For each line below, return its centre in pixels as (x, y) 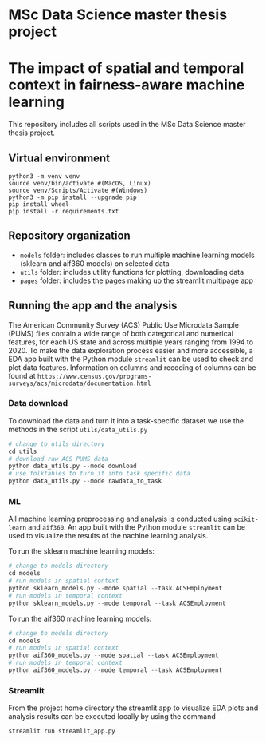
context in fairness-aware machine (127, 85)
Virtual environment (59, 158)
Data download (38, 403)
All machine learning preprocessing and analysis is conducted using (120, 519)
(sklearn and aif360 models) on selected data (94, 263)
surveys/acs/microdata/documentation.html (80, 383)
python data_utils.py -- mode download (72, 466)
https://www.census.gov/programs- (94, 376)
